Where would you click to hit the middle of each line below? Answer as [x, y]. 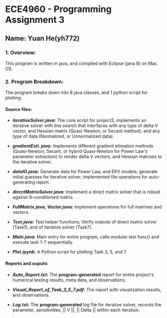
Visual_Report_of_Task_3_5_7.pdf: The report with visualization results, [87, 289]
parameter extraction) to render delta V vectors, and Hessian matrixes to [87, 156]
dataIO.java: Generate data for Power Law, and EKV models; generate [85, 171]
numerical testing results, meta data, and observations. [69, 280]
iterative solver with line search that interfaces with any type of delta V [85, 125]
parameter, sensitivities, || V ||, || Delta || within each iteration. [76, 310]
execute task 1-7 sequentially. [43, 242]
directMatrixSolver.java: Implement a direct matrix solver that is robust [86, 192]
